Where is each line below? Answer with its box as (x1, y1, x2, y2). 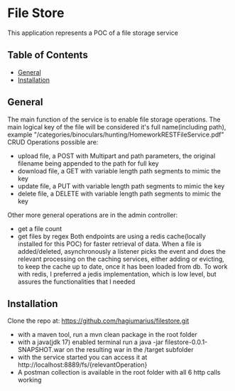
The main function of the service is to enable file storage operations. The (7, 115, 222, 124)
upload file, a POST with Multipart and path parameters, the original (17, 151, 216, 160)
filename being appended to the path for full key (17, 159, 159, 168)
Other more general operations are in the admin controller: (7, 210, 178, 219)
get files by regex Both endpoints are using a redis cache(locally (17, 232, 206, 240)
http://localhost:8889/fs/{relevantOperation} (17, 360, 148, 369)
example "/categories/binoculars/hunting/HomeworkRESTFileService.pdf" (7, 130, 225, 139)
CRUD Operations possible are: (7, 137, 99, 146)
